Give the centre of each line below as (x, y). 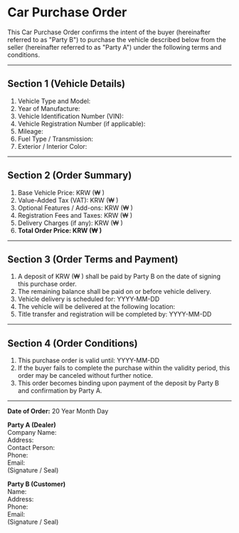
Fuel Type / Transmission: (55, 139)
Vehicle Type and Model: (54, 101)
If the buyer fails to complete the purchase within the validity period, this (124, 368)
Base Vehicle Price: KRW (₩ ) (61, 192)
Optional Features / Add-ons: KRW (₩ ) (75, 208)
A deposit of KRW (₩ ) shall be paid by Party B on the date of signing (119, 276)
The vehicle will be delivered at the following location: (96, 307)
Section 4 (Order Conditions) (73, 343)
